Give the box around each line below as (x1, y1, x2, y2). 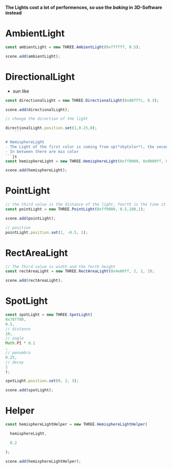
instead (5, 10, 22, 16)
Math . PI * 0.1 (5, 341, 36, 346)
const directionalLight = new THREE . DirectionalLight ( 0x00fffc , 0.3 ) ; (5, 98, 159, 103)
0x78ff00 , (5, 317, 27, 322)
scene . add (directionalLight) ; (5, 107, 70, 112)
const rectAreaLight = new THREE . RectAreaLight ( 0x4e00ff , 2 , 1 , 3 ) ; (5, 269, 155, 274)
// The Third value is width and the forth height (5, 264, 116, 269)
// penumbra (5, 350, 31, 355)
